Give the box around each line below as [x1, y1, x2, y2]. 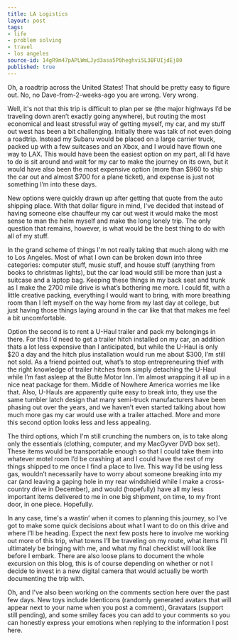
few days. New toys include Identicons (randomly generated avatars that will [7, 595, 232, 604]
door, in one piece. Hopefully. [7, 500, 94, 508]
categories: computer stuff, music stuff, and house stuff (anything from [7, 261, 215, 269]
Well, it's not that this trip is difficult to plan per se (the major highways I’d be [7, 104, 232, 112]
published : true [7, 63, 55, 70]
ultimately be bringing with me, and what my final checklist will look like [7, 544, 217, 552]
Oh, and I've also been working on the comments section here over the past [7, 588, 229, 597]
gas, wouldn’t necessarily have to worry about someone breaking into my [7, 469, 222, 478]
